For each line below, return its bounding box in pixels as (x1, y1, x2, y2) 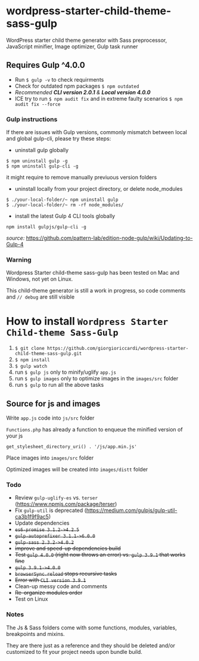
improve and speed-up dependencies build (14, 545, 121, 552)
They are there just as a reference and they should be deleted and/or (6, 642, 176, 649)
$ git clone (14, 346, 45, 352)
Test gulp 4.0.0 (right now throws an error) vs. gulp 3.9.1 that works (14, 551, 186, 558)
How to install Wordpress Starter (6, 314, 169, 328)
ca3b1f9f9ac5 (14, 513, 49, 520)
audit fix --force (14, 101, 61, 107)
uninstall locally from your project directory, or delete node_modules (14, 185, 183, 193)
